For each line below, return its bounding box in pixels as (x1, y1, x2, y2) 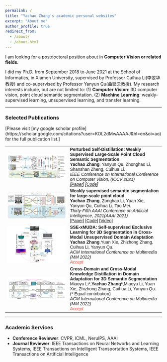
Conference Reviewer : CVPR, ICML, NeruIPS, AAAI (12, 335, 118, 341)
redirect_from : (5, 29, 37, 34)
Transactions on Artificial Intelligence (12, 351, 88, 357)
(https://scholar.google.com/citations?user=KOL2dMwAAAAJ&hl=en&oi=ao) (5, 131, 162, 137)
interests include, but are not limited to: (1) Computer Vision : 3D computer (5, 86, 158, 92)
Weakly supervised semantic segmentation (70, 188, 159, 194)
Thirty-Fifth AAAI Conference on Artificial (70, 208, 148, 214)
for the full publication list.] (5, 136, 61, 142)
